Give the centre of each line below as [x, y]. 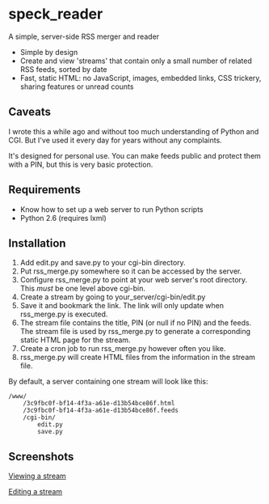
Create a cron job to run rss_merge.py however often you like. [123, 349]
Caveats [29, 112]
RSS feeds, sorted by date [63, 69]
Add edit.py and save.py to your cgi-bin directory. [103, 263]
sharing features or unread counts [77, 87]
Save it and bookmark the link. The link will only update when [122, 306]
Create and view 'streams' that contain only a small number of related [136, 61]
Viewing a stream [37, 476]
